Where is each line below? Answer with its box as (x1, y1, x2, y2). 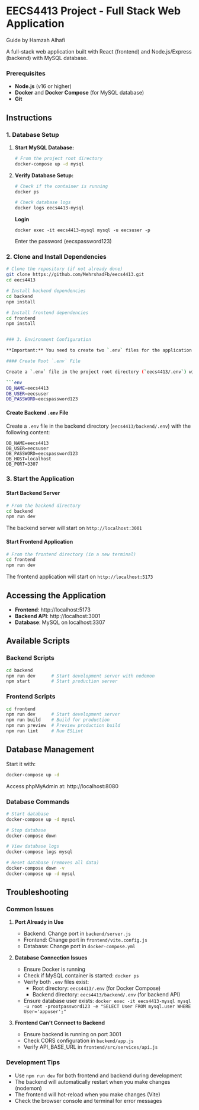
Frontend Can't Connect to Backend (14, 1019, 105, 1027)
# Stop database (6, 827, 46, 833)
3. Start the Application (6, 475, 75, 483)
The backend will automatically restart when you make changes (14, 1078, 171, 1085)
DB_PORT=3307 (6, 461, 38, 467)
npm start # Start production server (6, 678, 118, 685)
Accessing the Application (6, 590, 106, 600)
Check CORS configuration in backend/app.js (23, 1037, 134, 1045)
